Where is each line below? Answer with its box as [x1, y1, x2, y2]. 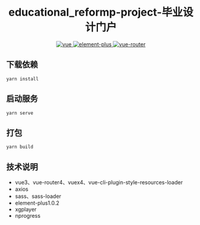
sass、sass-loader [14, 193, 62, 200]
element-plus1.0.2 [14, 199, 60, 207]
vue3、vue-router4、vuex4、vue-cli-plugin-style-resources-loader [14, 179, 183, 186]
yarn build [6, 144, 34, 150]
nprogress [14, 212, 41, 220]
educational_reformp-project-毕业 [8, 5, 183, 19]
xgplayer [14, 206, 37, 213]
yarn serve [6, 110, 34, 116]
